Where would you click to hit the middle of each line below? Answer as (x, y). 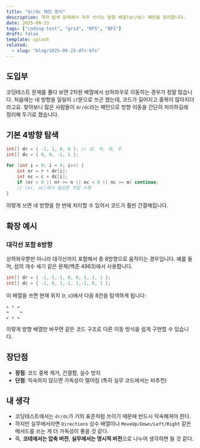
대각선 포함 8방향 (29, 245)
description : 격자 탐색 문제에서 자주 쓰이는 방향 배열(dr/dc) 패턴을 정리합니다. (96, 17)
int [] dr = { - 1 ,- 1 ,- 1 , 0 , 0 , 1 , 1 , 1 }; (59, 278)
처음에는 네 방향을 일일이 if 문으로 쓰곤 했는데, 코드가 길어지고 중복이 (94, 99)
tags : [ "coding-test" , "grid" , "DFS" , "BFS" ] (64, 28)
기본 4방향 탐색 (33, 135)
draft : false (22, 34)
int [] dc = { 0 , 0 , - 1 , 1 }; (42, 155)
